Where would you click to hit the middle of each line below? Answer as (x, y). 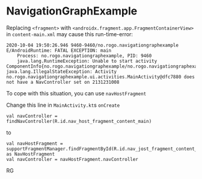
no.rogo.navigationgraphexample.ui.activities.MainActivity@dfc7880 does (101, 77)
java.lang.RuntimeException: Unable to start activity (87, 61)
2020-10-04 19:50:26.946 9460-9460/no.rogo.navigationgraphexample (93, 45)
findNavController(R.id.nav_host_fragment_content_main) (79, 121)
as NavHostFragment (31, 154)
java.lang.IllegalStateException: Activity (62, 71)
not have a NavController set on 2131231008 (63, 82)
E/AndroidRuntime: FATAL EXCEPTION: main (59, 50)
